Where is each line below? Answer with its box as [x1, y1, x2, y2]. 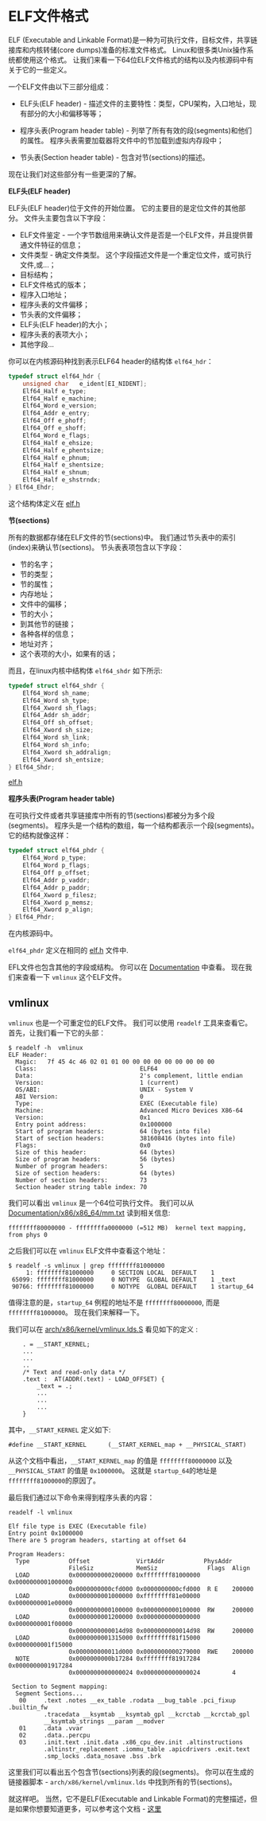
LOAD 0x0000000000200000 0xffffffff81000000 [15, 1571, 201, 1579]
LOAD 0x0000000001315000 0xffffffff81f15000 [15, 1634, 201, 1642]
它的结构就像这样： [8, 831, 71, 840]
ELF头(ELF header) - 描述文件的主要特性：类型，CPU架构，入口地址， [19, 99, 250, 108]
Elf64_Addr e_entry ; [22, 409, 91, 418]
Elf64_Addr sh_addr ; [22, 712, 91, 719]
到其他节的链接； [19, 618, 76, 629]
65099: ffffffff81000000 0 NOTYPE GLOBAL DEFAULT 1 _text [11, 1276, 237, 1284]
